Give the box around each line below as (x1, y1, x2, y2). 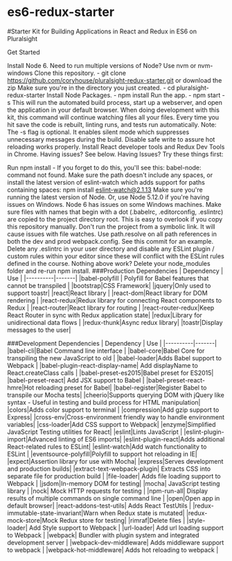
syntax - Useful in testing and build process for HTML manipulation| (7, 398, 201, 406)
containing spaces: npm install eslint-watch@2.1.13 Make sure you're (7, 185, 203, 194)
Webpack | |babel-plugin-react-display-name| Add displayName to (7, 361, 199, 369)
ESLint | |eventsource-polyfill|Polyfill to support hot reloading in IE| (7, 449, 197, 458)
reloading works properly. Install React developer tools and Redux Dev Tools (7, 142, 225, 151)
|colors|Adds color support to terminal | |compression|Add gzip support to (7, 405, 220, 414)
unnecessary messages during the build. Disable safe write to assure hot (7, 135, 215, 143)
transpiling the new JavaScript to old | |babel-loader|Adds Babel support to (7, 353, 222, 362)
